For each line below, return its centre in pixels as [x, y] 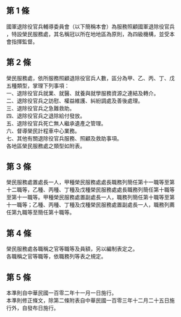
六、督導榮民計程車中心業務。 [43, 131]
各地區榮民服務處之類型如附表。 [46, 146]
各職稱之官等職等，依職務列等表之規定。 [56, 256]
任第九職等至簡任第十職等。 [41, 212]
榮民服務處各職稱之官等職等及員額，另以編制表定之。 [72, 249]
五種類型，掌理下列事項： [38, 86]
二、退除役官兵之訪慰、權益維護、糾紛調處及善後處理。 [75, 101]
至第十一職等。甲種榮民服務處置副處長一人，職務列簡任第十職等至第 [91, 197]
